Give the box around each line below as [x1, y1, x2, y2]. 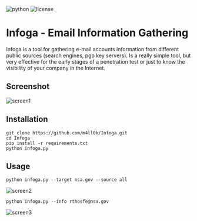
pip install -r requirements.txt [6, 140, 88, 146]
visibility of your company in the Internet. [6, 64, 106, 71]
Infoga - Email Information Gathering [6, 27, 189, 39]
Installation [6, 114, 48, 124]
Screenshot [6, 81, 50, 91]
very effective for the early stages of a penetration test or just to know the [6, 58, 185, 65]
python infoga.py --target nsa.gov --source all [6, 177, 128, 183]
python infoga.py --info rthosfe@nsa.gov [6, 199, 109, 204]
